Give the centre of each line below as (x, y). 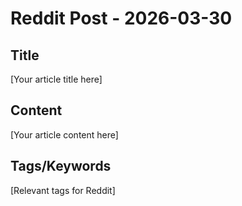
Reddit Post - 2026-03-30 (121, 18)
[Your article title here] (56, 79)
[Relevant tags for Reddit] (63, 190)
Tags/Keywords (61, 166)
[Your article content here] (64, 134)
